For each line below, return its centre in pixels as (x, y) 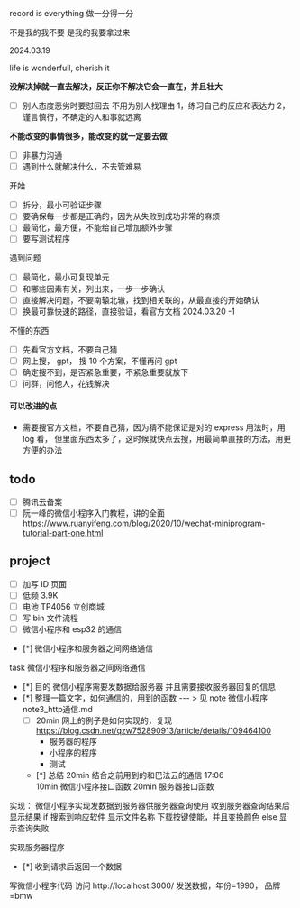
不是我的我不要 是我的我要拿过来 (70, 32)
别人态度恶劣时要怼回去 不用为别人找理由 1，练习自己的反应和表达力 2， (156, 105)
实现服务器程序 (37, 848)
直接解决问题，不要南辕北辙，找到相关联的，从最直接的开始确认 (141, 299)
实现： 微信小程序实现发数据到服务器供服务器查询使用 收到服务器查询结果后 (150, 806)
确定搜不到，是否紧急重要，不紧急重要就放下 (105, 371)
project (30, 561)
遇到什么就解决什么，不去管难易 (82, 167)
